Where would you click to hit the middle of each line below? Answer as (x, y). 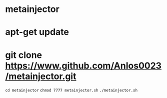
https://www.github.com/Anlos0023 (83, 65)
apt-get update (37, 32)
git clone (24, 55)
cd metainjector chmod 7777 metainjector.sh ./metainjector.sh (71, 90)
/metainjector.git (41, 76)
